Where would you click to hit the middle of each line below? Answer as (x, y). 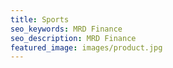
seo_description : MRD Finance (73, 38)
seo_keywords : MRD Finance (66, 29)
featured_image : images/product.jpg (86, 47)
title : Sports (40, 19)
